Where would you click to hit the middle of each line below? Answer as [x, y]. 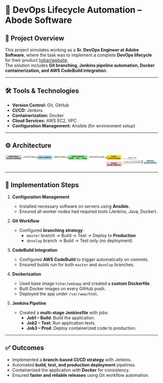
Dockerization [26, 274]
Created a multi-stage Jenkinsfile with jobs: [64, 313]
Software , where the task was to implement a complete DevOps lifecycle [78, 55]
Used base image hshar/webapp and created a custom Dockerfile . [85, 283]
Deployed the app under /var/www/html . [59, 294]
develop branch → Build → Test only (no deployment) [79, 241]
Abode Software [39, 20]
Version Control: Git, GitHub [41, 105]
